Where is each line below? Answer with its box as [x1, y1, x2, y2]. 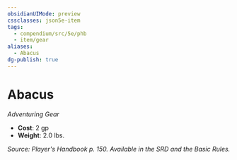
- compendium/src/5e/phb [13, 30, 87, 37]
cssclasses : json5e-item [7, 17, 81, 24]
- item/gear [13, 37, 50, 44]
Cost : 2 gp [17, 123, 50, 132]
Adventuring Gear [7, 110, 60, 118]
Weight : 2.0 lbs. [17, 131, 65, 140]
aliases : [7, 43, 33, 50]
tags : [7, 23, 23, 30]
